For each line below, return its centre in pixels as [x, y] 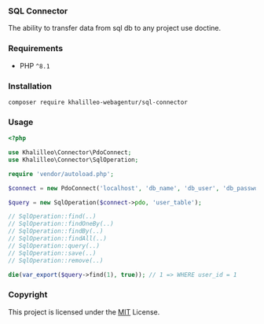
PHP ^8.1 [35, 65]
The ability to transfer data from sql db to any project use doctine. [115, 28]
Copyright [28, 295]
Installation [30, 86]
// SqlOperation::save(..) [52, 253]
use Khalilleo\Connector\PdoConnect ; [70, 153]
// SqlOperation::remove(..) [56, 260]
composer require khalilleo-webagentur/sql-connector [98, 102]
